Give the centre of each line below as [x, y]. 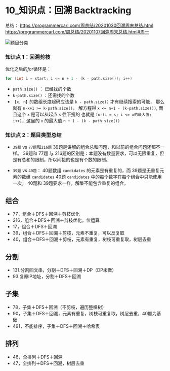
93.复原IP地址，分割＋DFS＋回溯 [47, 277]
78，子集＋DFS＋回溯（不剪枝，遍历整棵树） [59, 307]
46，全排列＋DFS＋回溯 [37, 357]
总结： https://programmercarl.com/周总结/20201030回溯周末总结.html [79, 25]
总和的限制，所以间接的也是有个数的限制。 [66, 160]
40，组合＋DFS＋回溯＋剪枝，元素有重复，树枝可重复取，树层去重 [82, 240]
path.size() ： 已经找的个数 [42, 89]
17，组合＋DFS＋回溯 [35, 227]
